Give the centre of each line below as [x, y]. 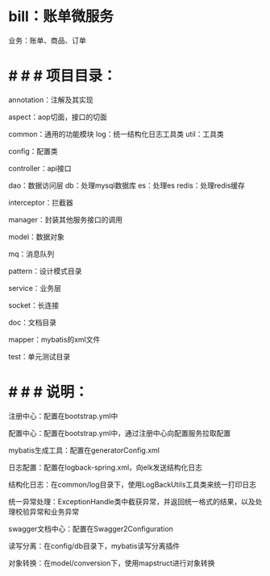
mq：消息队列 [31, 254]
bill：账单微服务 [61, 17]
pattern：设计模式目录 [45, 271]
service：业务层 [35, 288]
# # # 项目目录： [62, 76]
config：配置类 [33, 151]
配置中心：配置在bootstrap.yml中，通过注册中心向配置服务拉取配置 [120, 433]
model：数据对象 [36, 236]
